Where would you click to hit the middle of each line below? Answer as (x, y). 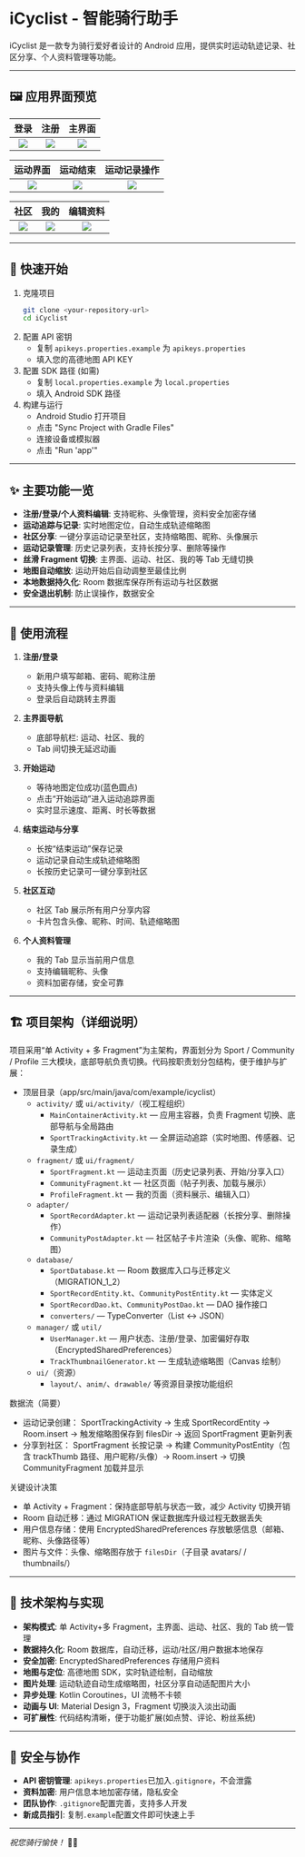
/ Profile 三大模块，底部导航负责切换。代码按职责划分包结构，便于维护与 (144, 1061)
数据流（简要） (37, 1403)
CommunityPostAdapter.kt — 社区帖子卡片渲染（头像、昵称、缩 (166, 1238)
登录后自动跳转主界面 (76, 698)
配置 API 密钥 (47, 337)
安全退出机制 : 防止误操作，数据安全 (89, 593)
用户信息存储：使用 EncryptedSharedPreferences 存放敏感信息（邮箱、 (156, 1529)
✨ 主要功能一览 (52, 490)
